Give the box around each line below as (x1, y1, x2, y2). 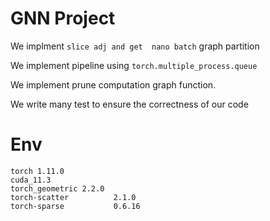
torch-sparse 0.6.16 (10, 201, 141, 211)
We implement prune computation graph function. (10, 78, 217, 91)
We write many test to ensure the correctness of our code (10, 98, 249, 110)
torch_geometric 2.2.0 (10, 183, 105, 194)
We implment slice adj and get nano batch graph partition (10, 40, 260, 52)
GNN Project (10, 7, 116, 30)
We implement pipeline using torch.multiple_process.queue (10, 59, 258, 71)
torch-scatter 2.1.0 (10, 192, 137, 202)
